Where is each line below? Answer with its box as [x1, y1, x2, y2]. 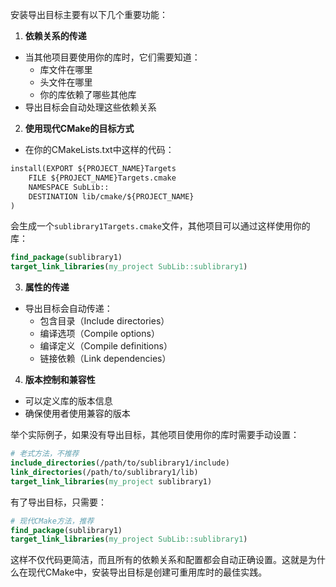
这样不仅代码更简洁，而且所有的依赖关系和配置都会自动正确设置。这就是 [10, 554, 308, 566]
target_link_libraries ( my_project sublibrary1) [10, 476, 213, 487]
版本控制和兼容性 [24, 374, 96, 386]
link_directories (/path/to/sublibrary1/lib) [10, 467, 199, 477]
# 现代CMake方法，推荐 [10, 516, 95, 526]
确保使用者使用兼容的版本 [24, 408, 131, 420]
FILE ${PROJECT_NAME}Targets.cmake [28, 173, 177, 183]
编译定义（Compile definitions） [39, 340, 173, 352]
